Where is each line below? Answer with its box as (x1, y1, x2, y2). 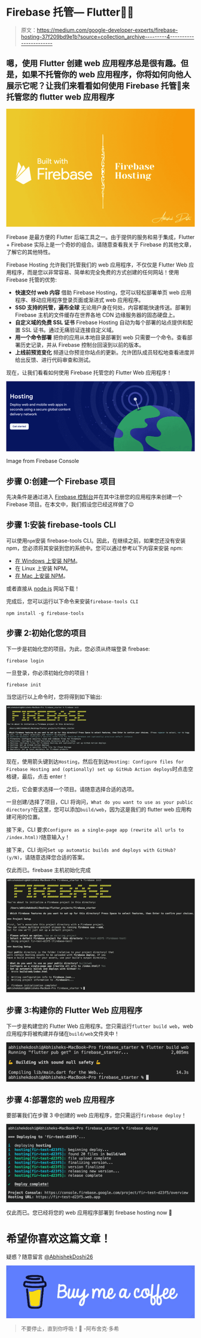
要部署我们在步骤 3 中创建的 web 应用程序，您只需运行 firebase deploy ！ (6, 1112, 187, 1119)
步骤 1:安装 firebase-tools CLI (6, 520, 117, 530)
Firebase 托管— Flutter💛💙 (6, 5, 135, 19)
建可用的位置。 (6, 813, 43, 821)
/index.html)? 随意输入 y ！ (6, 834, 71, 841)
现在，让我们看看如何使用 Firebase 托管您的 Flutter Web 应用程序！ (6, 369, 172, 376)
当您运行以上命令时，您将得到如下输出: (6, 693, 103, 700)
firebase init (6, 682, 42, 688)
